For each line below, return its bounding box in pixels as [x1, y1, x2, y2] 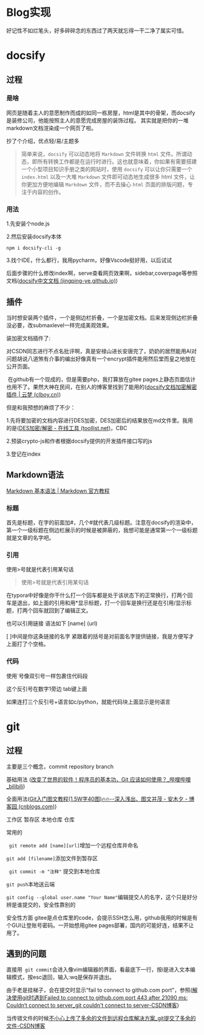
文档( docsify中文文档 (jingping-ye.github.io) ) [6, 277, 118, 284]
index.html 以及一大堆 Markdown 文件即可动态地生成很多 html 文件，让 [21, 173, 195, 180]
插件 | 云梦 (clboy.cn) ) [6, 390, 61, 398]
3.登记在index [6, 450, 41, 457]
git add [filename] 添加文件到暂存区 [6, 854, 98, 862]
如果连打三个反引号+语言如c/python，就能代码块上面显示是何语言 [6, 698, 171, 705]
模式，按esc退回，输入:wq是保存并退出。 [11, 973, 115, 981]
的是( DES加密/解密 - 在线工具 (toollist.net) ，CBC [6, 424, 127, 431]
